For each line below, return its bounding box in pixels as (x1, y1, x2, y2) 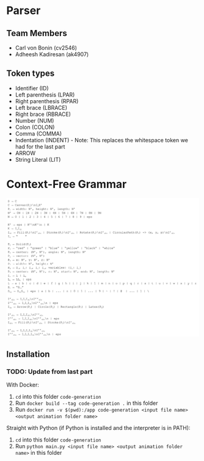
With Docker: (6, 381, 40, 388)
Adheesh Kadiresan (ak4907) (15, 51, 89, 58)
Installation (6, 349, 50, 359)
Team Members (6, 28, 67, 38)
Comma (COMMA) (15, 129, 62, 137)
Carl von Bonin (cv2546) (15, 44, 78, 51)
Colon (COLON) (15, 123, 55, 131)
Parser (6, 4, 41, 18)
